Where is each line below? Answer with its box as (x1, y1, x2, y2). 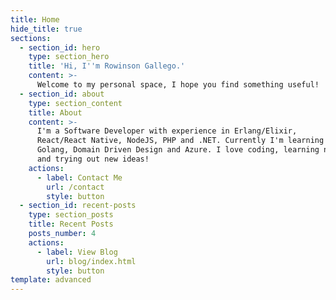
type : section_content (28, 98, 123, 108)
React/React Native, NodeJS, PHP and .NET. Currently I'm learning (36, 136, 325, 146)
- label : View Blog (36, 247, 118, 257)
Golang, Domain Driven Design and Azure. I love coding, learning (36, 145, 320, 155)
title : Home (10, 14, 60, 25)
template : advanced (10, 275, 92, 285)
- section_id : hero (19, 42, 101, 53)
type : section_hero (28, 52, 110, 62)
